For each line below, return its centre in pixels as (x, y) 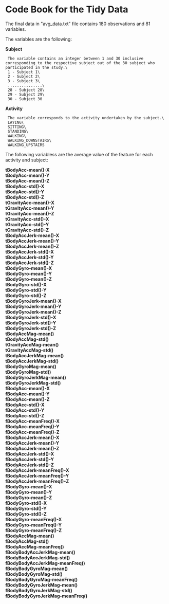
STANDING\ (18, 131)
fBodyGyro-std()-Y (26, 508)
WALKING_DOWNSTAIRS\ (30, 140)
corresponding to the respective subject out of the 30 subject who (80, 63)
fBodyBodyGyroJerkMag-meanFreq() (46, 596)
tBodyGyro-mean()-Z (29, 279)
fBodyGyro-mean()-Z (29, 498)
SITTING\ (17, 127)
